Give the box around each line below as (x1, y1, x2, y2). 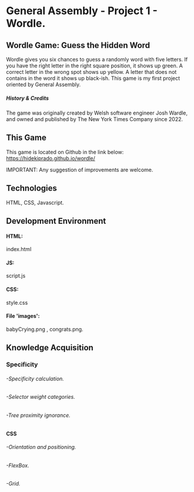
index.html (6, 246, 32, 253)
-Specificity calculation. (6, 375, 65, 382)
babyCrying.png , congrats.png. (6, 325, 83, 333)
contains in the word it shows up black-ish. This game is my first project (6, 75, 180, 82)
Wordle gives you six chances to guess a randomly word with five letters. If (6, 56, 188, 63)
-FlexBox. (6, 462, 29, 469)
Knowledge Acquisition (6, 343, 94, 353)
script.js (6, 272, 26, 279)
